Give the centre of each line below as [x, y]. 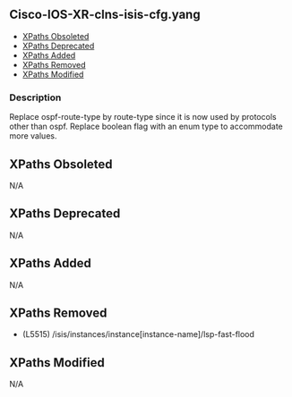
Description [35, 97]
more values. [33, 136]
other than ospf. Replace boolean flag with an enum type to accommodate [146, 127]
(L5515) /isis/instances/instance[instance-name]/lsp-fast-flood [138, 334]
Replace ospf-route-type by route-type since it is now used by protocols [143, 117]
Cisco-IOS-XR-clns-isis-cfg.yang [105, 15]
